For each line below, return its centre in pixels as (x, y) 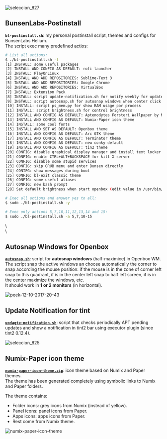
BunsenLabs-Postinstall (43, 23)
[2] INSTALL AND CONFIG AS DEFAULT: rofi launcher (59, 69)
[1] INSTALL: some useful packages (42, 64)
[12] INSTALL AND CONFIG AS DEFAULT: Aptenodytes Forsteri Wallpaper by (82, 115)
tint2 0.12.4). (18, 333)
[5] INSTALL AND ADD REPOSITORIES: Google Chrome (58, 83)
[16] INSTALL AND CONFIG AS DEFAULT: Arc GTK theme (60, 134)
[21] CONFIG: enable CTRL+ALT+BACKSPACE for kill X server (68, 157)
